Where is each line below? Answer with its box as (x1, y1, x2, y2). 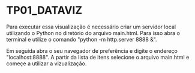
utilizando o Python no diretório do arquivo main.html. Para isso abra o (6, 29, 180, 36)
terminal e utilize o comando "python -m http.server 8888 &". (6, 36, 157, 43)
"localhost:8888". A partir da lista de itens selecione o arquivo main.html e (6, 53, 190, 61)
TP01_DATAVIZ (6, 4, 83, 17)
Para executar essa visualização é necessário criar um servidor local (6, 23, 176, 30)
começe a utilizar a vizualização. (6, 60, 87, 67)
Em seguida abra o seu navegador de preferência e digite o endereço (6, 47, 178, 54)
